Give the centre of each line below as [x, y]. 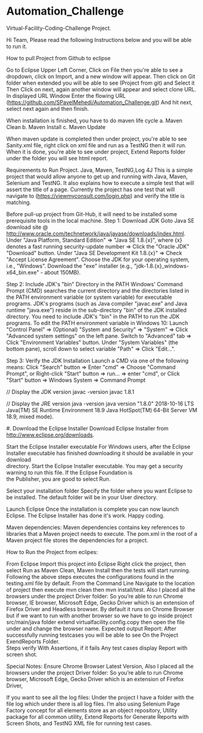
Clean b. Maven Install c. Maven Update [56, 127]
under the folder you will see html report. [57, 158]
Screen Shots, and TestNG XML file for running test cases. [79, 723]
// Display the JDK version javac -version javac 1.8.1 [70, 391]
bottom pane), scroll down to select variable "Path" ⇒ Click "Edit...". [91, 349]
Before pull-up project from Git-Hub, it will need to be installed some [92, 214]
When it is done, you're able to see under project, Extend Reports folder [96, 152]
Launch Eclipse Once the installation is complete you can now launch [92, 509]
